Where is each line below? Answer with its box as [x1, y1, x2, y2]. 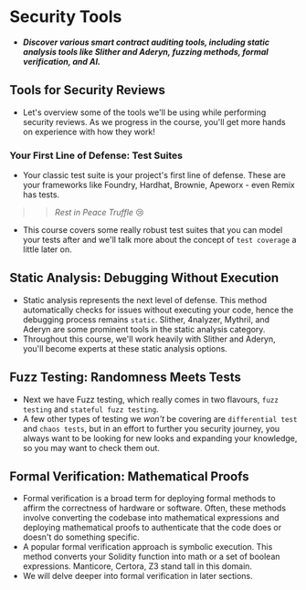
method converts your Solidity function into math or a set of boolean [22, 551, 280, 563]
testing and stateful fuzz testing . [22, 404, 159, 415]
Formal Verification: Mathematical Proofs [9, 469, 249, 485]
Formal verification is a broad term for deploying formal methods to [22, 493, 276, 504]
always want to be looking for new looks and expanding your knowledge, [22, 432, 298, 444]
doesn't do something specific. [22, 532, 140, 543]
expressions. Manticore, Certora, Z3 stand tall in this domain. [22, 561, 253, 572]
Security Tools [9, 6, 122, 27]
